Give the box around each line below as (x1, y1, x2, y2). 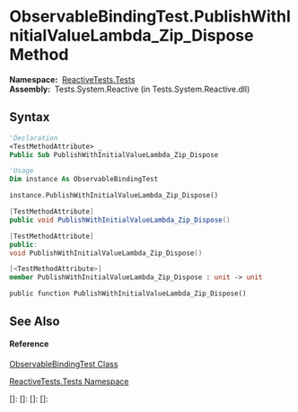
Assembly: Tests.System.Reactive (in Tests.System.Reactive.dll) (9, 83, 250, 94)
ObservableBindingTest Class (9, 358, 118, 369)
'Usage (9, 166, 34, 176)
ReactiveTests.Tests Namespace (9, 375, 129, 387)
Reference (9, 338, 49, 349)
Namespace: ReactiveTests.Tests (9, 74, 136, 84)
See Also (9, 313, 60, 329)
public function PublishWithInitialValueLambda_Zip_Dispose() (9, 289, 247, 298)
